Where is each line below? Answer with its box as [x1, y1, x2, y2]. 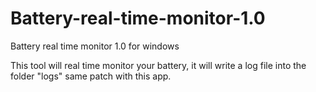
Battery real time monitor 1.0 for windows [10, 40, 180, 52]
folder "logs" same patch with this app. [10, 70, 172, 82]
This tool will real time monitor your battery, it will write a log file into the [10, 59, 307, 71]
